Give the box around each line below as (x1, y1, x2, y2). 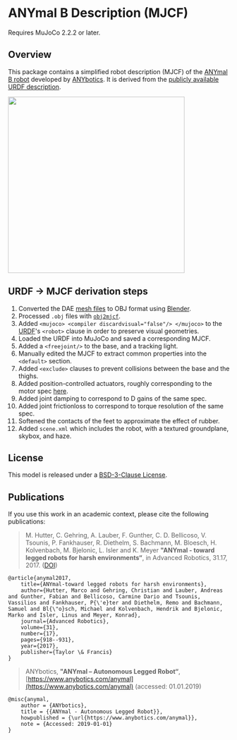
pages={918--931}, (20, 636, 75, 643)
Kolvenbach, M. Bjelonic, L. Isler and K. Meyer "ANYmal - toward (25, 546, 215, 554)
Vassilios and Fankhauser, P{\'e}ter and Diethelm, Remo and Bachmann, (8, 600, 223, 607)
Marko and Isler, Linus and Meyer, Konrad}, (8, 612, 141, 619)
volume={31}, (20, 624, 59, 631)
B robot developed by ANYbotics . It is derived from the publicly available (8, 75, 219, 83)
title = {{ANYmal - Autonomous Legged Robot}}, (20, 708, 163, 715)
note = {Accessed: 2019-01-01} (20, 721, 113, 728)
